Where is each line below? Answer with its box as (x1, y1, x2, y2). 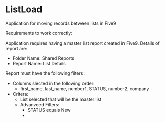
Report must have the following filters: (5, 70, 85, 76)
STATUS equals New (27, 107, 71, 113)
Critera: (12, 91, 29, 97)
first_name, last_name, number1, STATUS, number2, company (20, 85, 149, 92)
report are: (5, 45, 28, 51)
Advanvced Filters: (20, 101, 60, 107)
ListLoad (5, 4, 43, 15)
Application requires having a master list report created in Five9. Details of (5, 39, 160, 46)
